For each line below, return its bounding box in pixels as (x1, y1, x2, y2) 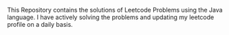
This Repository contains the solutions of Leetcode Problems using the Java (7, 6, 223, 14)
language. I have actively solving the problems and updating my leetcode (7, 13, 215, 21)
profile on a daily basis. (7, 21, 74, 28)
